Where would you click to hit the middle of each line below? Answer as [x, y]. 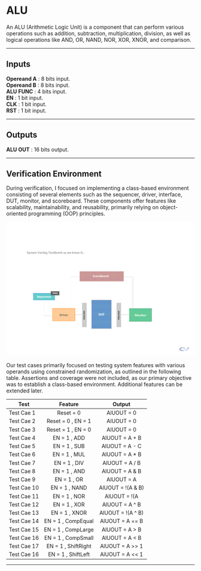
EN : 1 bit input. [25, 98]
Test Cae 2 [22, 421]
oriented [16, 214]
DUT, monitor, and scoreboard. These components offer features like [91, 201]
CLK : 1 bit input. [26, 104]
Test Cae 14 [24, 521]
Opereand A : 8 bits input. [38, 78]
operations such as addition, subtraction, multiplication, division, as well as [98, 33]
